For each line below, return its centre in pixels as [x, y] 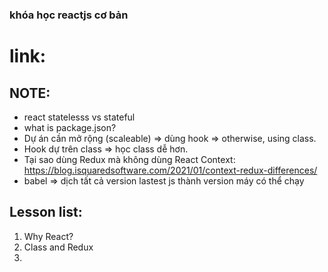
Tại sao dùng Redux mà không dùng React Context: [129, 159]
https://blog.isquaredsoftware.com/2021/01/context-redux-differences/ [170, 170]
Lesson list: [46, 212]
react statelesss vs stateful [79, 117]
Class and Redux [58, 247]
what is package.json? [70, 127]
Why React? [48, 236]
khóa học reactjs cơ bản [69, 15]
